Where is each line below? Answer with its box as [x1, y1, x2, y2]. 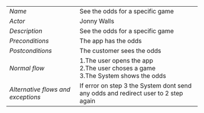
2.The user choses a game [80, 64, 156, 72]
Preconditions [9, 36, 49, 45]
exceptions [9, 93, 41, 101]
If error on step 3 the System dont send [80, 81, 192, 90]
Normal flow [9, 64, 45, 72]
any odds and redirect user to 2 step [80, 89, 183, 97]
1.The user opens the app [80, 56, 154, 64]
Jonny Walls [80, 17, 114, 25]
